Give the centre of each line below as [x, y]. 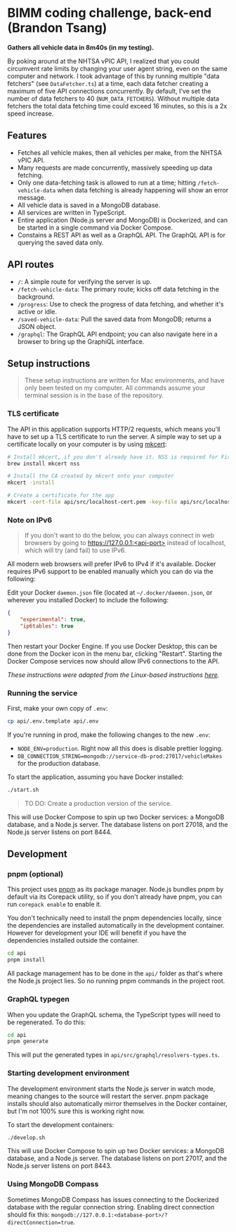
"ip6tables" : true [47, 626]
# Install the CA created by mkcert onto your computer [91, 476]
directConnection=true [40, 1222]
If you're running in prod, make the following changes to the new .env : [109, 735]
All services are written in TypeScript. [72, 212]
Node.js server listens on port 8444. [60, 832]
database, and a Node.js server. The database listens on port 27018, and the [118, 824]
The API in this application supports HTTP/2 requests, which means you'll [114, 429]
